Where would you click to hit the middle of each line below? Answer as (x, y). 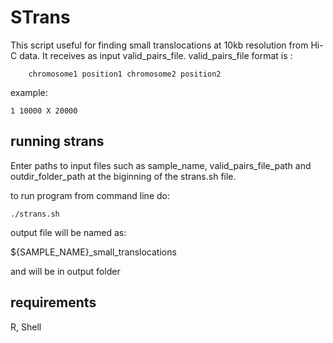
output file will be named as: (68, 232)
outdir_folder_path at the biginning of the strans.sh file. (123, 176)
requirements (53, 302)
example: (29, 92)
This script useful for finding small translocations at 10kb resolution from (159, 45)
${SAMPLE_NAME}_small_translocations (93, 252)
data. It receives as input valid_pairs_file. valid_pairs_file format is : (156, 55)
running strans (57, 141)
